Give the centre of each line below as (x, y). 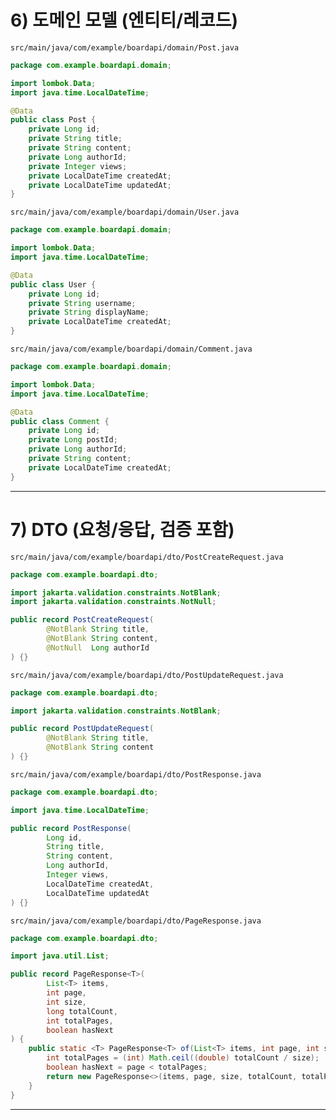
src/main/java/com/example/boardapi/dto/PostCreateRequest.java (147, 557)
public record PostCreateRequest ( (82, 620)
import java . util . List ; (60, 956)
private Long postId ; (73, 440)
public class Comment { (60, 421)
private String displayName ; (89, 312)
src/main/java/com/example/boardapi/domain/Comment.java (131, 349)
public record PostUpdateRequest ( (82, 729)
